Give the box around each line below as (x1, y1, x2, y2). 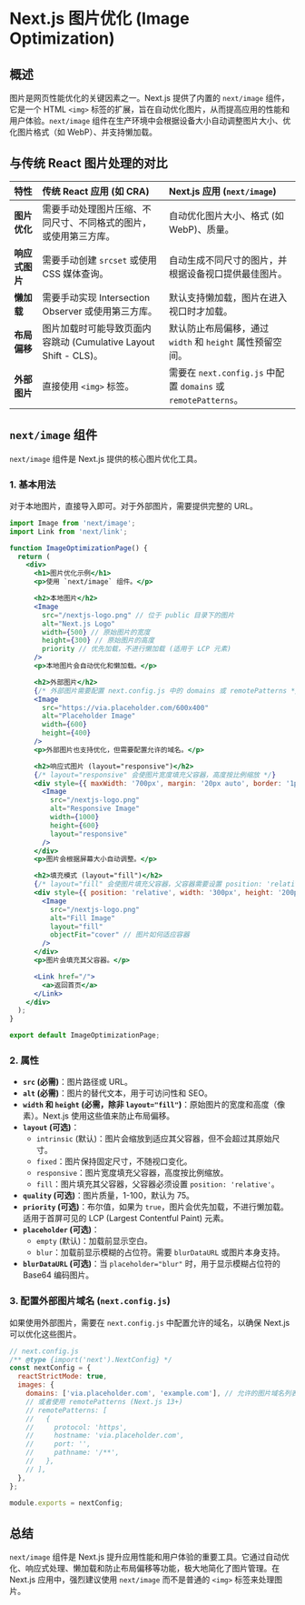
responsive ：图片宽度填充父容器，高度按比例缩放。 (35, 1168, 229, 1179)
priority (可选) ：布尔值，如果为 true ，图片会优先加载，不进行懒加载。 (22, 1201, 289, 1212)
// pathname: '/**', (25, 1448, 120, 1458)
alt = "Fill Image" (49, 913, 116, 923)
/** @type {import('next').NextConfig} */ (9, 1355, 172, 1364)
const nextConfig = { (9, 1363, 92, 1373)
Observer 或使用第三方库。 (42, 305, 158, 317)
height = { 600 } (49, 820, 100, 830)
